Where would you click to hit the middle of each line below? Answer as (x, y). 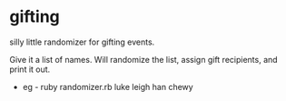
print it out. (30, 69)
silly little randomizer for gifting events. (82, 42)
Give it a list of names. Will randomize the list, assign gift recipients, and (144, 59)
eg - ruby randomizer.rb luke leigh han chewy (108, 86)
